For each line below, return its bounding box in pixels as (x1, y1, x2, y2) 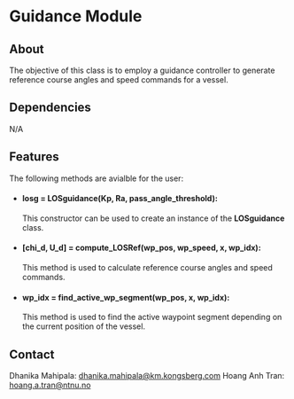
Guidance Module (9, 6, 143, 27)
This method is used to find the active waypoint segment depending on (21, 312, 282, 323)
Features (9, 149, 59, 165)
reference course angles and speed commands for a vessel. (9, 74, 228, 85)
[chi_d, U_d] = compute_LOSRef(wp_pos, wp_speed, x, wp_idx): (21, 242, 261, 254)
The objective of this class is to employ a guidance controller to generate (9, 65, 275, 75)
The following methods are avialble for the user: (9, 173, 184, 184)
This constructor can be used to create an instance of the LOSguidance (21, 213, 285, 223)
